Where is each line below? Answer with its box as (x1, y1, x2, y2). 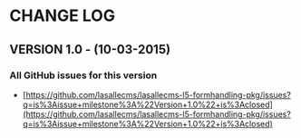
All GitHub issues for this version (9, 69, 158, 82)
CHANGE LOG (9, 5, 116, 26)
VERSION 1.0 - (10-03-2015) (9, 42, 170, 57)
